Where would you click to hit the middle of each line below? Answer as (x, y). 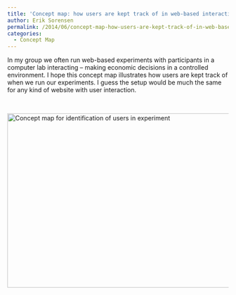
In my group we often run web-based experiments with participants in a (111, 60)
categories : (25, 33)
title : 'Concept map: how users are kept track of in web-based (103, 14)
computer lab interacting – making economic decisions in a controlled (108, 68)
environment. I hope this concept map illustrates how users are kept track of (118, 75)
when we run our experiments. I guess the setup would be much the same (114, 82)
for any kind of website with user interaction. (72, 90)
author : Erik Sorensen (40, 20)
